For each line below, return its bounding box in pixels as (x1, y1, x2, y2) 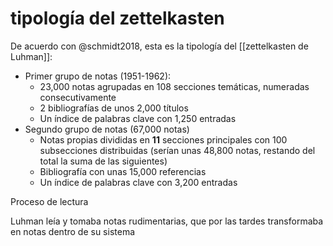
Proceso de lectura (10, 195, 89, 207)
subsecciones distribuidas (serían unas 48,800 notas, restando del (39, 144, 316, 156)
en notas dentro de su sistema (10, 225, 136, 237)
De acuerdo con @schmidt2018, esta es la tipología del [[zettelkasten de (10, 40, 309, 52)
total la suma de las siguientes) (39, 155, 168, 167)
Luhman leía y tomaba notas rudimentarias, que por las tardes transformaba (10, 215, 324, 227)
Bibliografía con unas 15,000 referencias (39, 165, 207, 177)
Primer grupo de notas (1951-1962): (24, 70, 172, 82)
